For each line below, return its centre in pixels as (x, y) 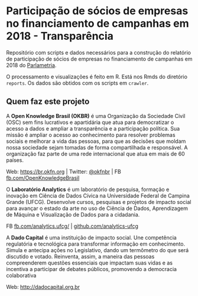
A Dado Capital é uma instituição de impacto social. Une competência (92, 237)
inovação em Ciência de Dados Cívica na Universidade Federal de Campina (98, 195)
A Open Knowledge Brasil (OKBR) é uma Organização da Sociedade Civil (96, 116)
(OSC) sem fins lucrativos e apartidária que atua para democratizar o (90, 122)
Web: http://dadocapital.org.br (43, 287)
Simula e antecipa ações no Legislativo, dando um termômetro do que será (98, 250)
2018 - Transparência (60, 36)
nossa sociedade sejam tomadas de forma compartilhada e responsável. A (97, 147)
